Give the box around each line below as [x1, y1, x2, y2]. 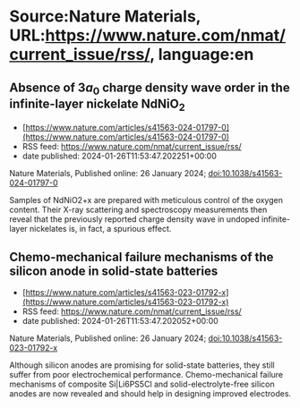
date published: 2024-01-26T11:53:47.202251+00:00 [21, 150, 218, 162]
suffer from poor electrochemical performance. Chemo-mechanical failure [9, 370, 284, 380]
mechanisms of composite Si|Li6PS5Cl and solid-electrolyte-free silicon [9, 378, 275, 390]
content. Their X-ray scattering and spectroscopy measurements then [9, 204, 268, 216]
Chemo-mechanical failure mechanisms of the [9, 249, 274, 265]
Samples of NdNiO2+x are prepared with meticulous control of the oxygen [9, 195, 284, 206]
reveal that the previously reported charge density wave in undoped [9, 214, 260, 225]
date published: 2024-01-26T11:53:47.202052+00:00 [21, 316, 219, 327]
